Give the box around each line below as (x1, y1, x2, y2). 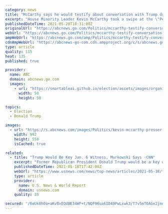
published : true (5, 58, 39, 63)
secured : (5, 201, 23, 206)
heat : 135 (5, 53, 26, 59)
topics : (5, 104, 21, 109)
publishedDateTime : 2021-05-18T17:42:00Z (14, 164, 101, 169)
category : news (5, 7, 37, 12)
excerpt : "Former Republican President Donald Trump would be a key (14, 159, 160, 165)
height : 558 (14, 136, 39, 141)
